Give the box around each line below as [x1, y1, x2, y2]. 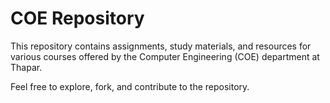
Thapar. [10, 61, 43, 73]
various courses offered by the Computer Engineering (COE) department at [10, 50, 320, 62]
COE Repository [10, 7, 145, 30]
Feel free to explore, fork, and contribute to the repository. [10, 80, 250, 92]
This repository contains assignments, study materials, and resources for [10, 40, 312, 52]
